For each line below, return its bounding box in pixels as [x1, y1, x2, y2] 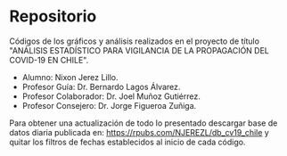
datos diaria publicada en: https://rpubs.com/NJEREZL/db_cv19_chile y [9, 127, 269, 137]
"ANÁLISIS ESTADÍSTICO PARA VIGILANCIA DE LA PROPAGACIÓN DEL [9, 45, 270, 55]
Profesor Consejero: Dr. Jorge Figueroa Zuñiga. [21, 100, 197, 111]
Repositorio [9, 6, 97, 27]
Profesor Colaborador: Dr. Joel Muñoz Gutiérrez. [21, 91, 201, 102]
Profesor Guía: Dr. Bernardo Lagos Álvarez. [21, 81, 181, 92]
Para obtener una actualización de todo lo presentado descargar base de [9, 118, 278, 128]
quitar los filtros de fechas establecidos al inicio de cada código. [9, 136, 246, 147]
